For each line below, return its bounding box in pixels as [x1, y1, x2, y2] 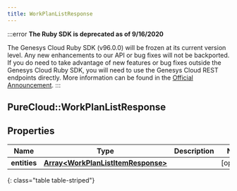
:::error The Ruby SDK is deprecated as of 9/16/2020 [7, 30, 164, 38]
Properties [7, 125, 55, 137]
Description [174, 146, 214, 156]
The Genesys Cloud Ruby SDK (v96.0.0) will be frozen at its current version [7, 43, 226, 51]
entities [11, 158, 37, 168]
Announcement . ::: [7, 80, 61, 89]
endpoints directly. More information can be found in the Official [7, 73, 194, 82]
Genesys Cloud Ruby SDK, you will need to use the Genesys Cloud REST [7, 66, 219, 74]
